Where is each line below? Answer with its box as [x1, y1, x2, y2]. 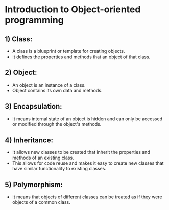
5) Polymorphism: [5, 180, 63, 189]
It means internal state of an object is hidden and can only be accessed [12, 116, 163, 122]
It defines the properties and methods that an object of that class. [12, 54, 151, 60]
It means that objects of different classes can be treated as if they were [12, 194, 162, 200]
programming [5, 14, 64, 26]
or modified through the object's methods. [12, 121, 102, 127]
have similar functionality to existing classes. [12, 166, 107, 172]
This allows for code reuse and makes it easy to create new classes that [12, 160, 164, 166]
